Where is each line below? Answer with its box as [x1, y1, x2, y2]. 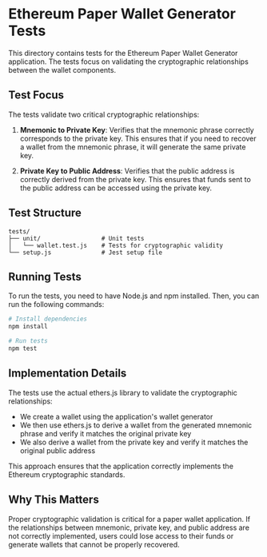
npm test [8, 344, 38, 352]
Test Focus [8, 89, 65, 102]
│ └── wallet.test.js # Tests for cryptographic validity [8, 241, 224, 249]
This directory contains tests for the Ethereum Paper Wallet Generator [8, 48, 238, 58]
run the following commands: [8, 300, 105, 309]
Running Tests [8, 269, 82, 284]
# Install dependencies [8, 315, 88, 324]
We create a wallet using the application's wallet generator [19, 412, 213, 421]
